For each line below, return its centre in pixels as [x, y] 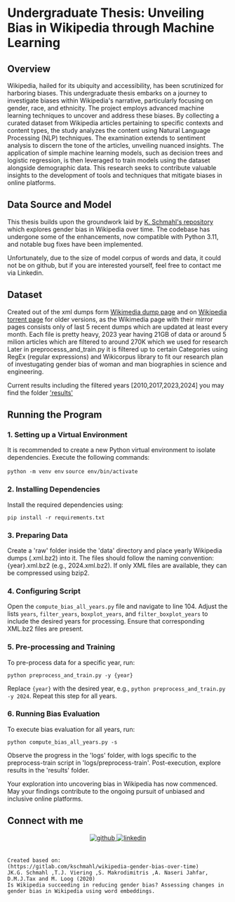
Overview [29, 69]
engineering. [26, 371]
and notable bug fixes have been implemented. [75, 244]
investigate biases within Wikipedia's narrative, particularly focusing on [110, 101]
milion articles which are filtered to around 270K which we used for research [118, 342]
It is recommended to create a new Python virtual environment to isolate [112, 450]
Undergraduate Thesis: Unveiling [106, 13]
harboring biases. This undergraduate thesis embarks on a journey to [107, 93]
